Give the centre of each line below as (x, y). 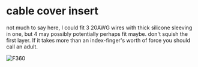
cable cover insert (52, 11)
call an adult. (22, 47)
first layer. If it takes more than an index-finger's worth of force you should (98, 40)
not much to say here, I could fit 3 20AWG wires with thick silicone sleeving (99, 28)
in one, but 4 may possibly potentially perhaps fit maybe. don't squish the (97, 33)
